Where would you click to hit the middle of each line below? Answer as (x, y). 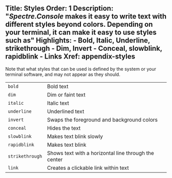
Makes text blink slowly (75, 136)
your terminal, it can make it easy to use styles (81, 33)
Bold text (58, 86)
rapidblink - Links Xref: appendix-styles (70, 57)
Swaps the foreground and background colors (102, 120)
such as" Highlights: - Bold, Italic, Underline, (78, 41)
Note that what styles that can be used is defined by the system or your (81, 69)
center (55, 160)
